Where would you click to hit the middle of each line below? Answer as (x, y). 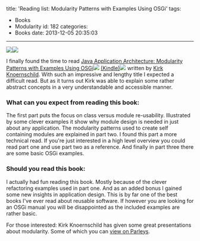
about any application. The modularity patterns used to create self (87, 128)
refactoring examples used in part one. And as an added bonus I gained (94, 188)
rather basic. (22, 213)
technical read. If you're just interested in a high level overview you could (96, 141)
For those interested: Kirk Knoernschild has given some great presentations (99, 225)
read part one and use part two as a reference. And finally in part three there (100, 147)
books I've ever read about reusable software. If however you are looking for (100, 201)
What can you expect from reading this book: (73, 102)
